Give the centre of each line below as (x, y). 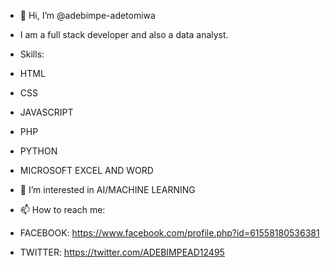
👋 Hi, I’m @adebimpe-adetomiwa (87, 15)
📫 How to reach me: (62, 209)
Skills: (32, 54)
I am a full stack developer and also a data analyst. (124, 34)
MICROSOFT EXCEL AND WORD (86, 170)
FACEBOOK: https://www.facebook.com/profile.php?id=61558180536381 (169, 233)
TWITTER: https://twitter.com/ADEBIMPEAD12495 (122, 252)
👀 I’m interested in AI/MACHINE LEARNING (107, 189)
